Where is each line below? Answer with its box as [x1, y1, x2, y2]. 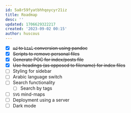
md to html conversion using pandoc [12, 45, 88, 51]
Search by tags [20, 85, 53, 92]
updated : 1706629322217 [5, 21, 56, 27]
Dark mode [12, 102, 37, 108]
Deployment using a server [12, 97, 70, 103]
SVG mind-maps [12, 91, 45, 97]
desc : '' [5, 17, 24, 22]
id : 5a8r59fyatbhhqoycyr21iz [5, 7, 67, 13]
